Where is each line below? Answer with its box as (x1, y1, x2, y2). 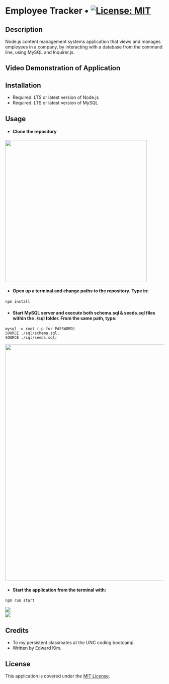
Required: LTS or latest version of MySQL (12, 100, 98, 106)
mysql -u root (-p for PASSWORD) (5, 326, 75, 332)
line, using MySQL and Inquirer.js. (5, 49, 75, 55)
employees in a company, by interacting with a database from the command (5, 44, 162, 50)
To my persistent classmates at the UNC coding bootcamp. (12, 640, 135, 646)
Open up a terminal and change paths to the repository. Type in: (12, 288, 149, 294)
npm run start (5, 598, 35, 603)
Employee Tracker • (5, 5, 89, 17)
